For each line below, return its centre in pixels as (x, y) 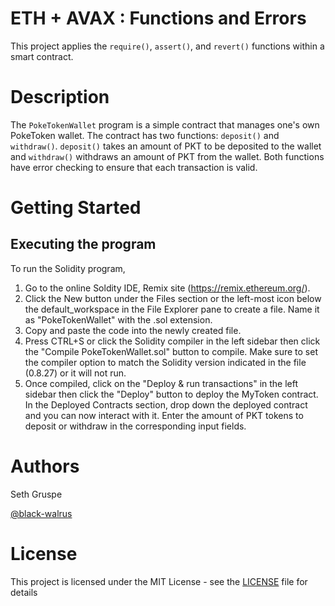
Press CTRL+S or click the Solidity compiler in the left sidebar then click (172, 341)
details (24, 592)
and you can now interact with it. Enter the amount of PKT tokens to (164, 415)
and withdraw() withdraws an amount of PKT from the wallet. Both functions (167, 156)
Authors (45, 466)
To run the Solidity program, (68, 268)
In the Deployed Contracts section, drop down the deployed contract (166, 404)
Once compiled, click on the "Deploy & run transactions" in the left (161, 383)
